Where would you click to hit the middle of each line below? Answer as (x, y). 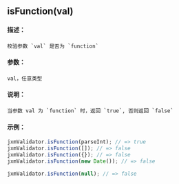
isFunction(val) (40, 11)
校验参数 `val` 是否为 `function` (53, 46)
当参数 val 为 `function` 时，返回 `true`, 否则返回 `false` (91, 111)
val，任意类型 (25, 79)
